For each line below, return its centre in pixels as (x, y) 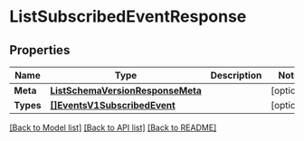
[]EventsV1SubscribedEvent (113, 105)
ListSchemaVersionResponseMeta (125, 90)
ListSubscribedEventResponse (128, 17)
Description (236, 75)
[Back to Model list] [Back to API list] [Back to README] (113, 127)
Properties (40, 50)
